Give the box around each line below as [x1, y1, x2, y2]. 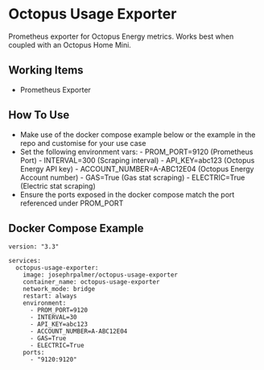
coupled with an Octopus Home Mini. [8, 39, 131, 49]
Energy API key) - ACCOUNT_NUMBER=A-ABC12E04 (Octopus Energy [19, 164, 254, 173]
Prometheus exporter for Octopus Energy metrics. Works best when [8, 31, 234, 41]
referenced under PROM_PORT [19, 198, 124, 208]
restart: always [23, 292, 78, 301]
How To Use [8, 108, 70, 122]
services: [8, 257, 42, 265]
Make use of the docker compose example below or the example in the [19, 130, 256, 139]
